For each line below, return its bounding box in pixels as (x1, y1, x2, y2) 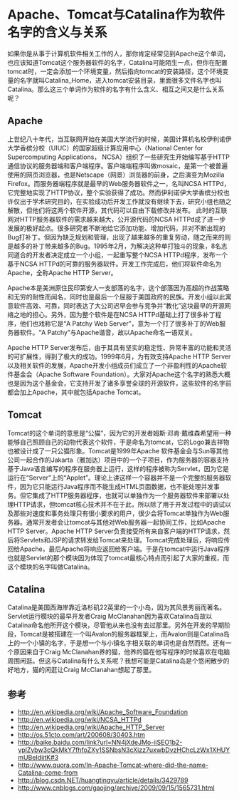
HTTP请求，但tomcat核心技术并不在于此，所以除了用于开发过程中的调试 (13, 500, 225, 508)
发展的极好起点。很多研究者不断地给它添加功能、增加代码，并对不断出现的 (7, 224, 225, 232)
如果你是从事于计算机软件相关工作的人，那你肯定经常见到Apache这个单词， (7, 49, 230, 58)
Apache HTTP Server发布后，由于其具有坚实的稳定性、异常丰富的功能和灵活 (7, 343, 232, 351)
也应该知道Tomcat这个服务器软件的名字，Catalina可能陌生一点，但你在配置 (7, 58, 228, 66)
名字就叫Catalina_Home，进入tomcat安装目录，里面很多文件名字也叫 (19, 76, 222, 84)
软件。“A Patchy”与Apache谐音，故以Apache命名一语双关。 (19, 328, 197, 336)
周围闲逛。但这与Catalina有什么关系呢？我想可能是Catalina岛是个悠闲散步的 (7, 656, 230, 665)
